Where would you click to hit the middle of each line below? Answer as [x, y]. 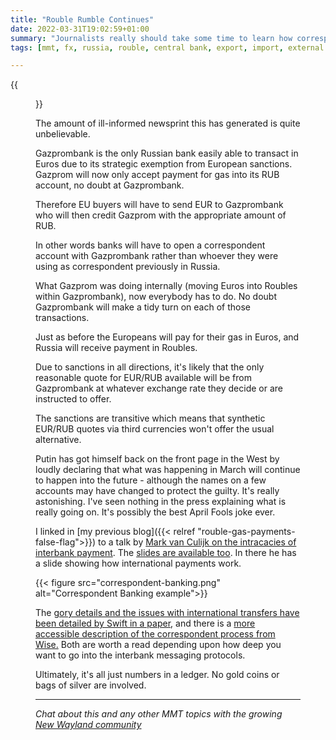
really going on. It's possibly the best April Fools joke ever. [155, 512]
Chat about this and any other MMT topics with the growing [159, 714]
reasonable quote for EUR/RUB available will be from [143, 378]
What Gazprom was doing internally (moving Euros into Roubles [166, 286]
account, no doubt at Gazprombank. [110, 185]
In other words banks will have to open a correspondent [150, 245]
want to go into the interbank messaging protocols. [140, 655]
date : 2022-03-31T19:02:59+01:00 [80, 29]
